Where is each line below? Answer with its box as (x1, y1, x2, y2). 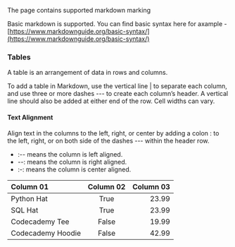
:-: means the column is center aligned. (17, 165, 132, 174)
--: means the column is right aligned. (17, 157, 127, 166)
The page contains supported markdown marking (7, 6, 151, 14)
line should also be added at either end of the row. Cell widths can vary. (7, 97, 215, 105)
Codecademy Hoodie (11, 228, 81, 238)
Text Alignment (7, 113, 53, 121)
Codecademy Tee (11, 217, 70, 227)
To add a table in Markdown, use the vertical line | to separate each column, (7, 82, 227, 90)
